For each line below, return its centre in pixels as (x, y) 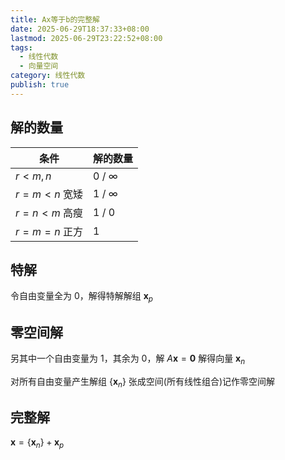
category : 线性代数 (48, 76)
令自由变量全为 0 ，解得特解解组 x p (81, 297)
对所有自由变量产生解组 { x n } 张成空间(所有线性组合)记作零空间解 (143, 382)
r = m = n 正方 (49, 231)
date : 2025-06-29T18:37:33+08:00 (80, 29)
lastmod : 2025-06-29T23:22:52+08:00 (86, 38)
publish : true (40, 85)
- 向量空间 (39, 66)
